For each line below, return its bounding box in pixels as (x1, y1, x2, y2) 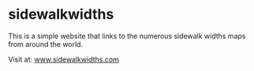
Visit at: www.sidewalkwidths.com (8, 55, 120, 64)
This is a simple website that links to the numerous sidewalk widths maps (8, 31, 246, 41)
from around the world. (8, 39, 84, 48)
